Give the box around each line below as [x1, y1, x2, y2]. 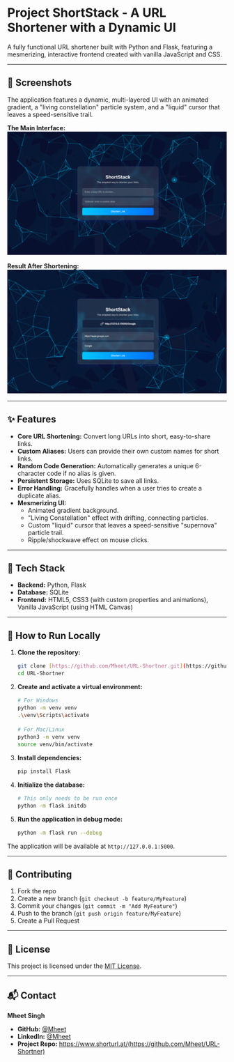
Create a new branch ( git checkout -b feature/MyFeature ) [17, 894, 187, 903]
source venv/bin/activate [17, 741, 93, 748]
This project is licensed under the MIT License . [7, 962, 142, 970]
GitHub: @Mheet [17, 1025, 67, 1033]
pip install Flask [17, 768, 71, 775]
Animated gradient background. [27, 506, 119, 514]
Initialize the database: [17, 780, 86, 789]
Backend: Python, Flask [17, 580, 86, 590]
